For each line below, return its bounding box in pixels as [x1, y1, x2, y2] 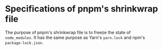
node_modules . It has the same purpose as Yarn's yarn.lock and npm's [5, 35, 145, 40]
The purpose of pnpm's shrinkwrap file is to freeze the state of [5, 29, 131, 35]
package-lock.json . [5, 39, 44, 45]
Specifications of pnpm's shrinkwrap [5, 3, 158, 14]
